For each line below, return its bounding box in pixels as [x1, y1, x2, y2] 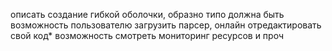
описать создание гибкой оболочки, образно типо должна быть [10, 9, 285, 20]
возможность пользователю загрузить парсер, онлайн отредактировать [10, 19, 322, 31]
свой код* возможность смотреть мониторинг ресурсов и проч [10, 30, 285, 41]
